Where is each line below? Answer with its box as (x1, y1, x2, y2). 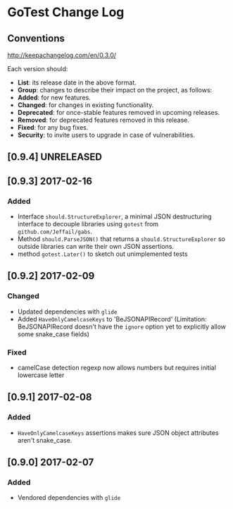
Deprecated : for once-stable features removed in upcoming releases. (17, 109, 220, 116)
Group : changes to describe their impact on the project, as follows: (17, 86, 213, 94)
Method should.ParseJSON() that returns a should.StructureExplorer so (17, 235, 225, 243)
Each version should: (7, 65, 68, 73)
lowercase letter (17, 371, 65, 379)
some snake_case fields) (17, 329, 90, 338)
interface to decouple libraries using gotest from (17, 220, 159, 228)
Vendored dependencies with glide (17, 493, 121, 502)
